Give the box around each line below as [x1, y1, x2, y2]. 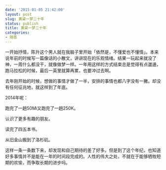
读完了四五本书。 [5, 126, 40, 132]
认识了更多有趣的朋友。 [5, 116, 53, 122]
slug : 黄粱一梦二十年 [5, 16, 44, 21]
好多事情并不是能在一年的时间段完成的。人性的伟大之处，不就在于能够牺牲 [5, 153, 157, 159]
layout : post [5, 12, 32, 17]
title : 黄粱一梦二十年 [5, 26, 47, 31]
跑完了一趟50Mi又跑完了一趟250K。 [5, 105, 79, 111]
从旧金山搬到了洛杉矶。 [5, 136, 53, 142]
